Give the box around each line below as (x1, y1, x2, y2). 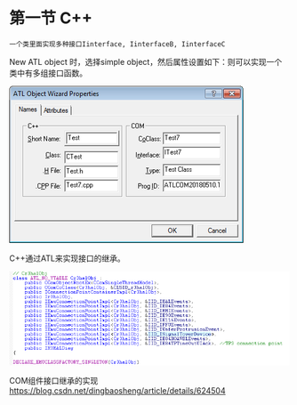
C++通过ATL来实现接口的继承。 (9, 253, 126, 263)
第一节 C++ (9, 8, 93, 28)
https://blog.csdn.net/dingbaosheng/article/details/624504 (9, 385, 226, 396)
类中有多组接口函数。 (9, 68, 87, 78)
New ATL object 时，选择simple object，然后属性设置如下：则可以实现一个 (9, 56, 283, 67)
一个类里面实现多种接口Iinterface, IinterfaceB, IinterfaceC (9, 39, 226, 49)
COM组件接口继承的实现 (9, 376, 99, 385)
